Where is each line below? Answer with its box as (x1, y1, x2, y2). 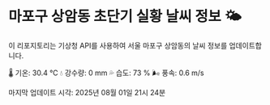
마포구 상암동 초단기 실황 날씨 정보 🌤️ (8, 7, 242, 26)
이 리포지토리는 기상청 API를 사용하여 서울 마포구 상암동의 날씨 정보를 (8, 40, 228, 50)
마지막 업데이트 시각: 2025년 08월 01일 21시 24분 (8, 87, 166, 97)
